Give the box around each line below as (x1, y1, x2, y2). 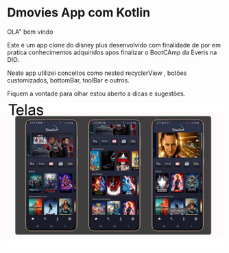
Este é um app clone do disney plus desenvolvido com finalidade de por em (7, 41, 221, 49)
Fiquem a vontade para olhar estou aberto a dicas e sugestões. (7, 89, 186, 98)
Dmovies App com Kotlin (7, 5, 151, 21)
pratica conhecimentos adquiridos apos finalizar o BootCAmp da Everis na (7, 48, 217, 56)
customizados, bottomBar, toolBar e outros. (7, 76, 130, 84)
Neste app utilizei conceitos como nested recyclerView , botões (7, 69, 187, 77)
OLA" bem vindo (7, 27, 53, 36)
